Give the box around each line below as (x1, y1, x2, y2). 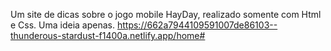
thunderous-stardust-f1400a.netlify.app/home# (10, 30, 206, 41)
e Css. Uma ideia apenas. (10, 19, 116, 31)
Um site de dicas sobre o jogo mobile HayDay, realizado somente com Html (10, 9, 322, 20)
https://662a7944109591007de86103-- (116, 19, 278, 31)
